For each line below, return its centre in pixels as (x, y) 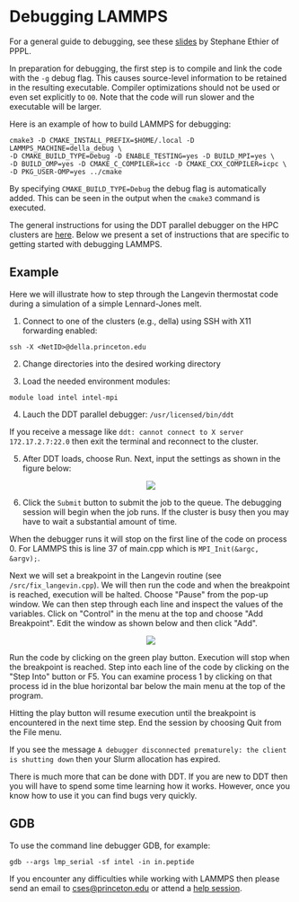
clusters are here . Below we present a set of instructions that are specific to (149, 234)
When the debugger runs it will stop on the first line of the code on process (148, 539)
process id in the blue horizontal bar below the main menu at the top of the (147, 685)
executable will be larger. (55, 106)
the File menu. (36, 732)
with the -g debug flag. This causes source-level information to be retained (148, 77)
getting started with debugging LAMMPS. (86, 243)
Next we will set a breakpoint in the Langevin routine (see (115, 575)
